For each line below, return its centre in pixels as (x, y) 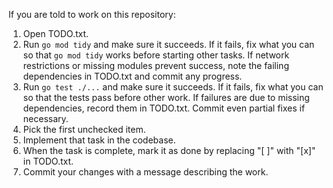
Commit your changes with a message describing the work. (145, 172)
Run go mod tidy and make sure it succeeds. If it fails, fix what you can (168, 44)
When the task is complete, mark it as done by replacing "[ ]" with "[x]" (169, 150)
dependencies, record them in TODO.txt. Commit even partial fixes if (164, 108)
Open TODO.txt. (56, 33)
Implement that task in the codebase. (99, 140)
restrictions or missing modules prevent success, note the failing (156, 65)
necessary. (45, 118)
